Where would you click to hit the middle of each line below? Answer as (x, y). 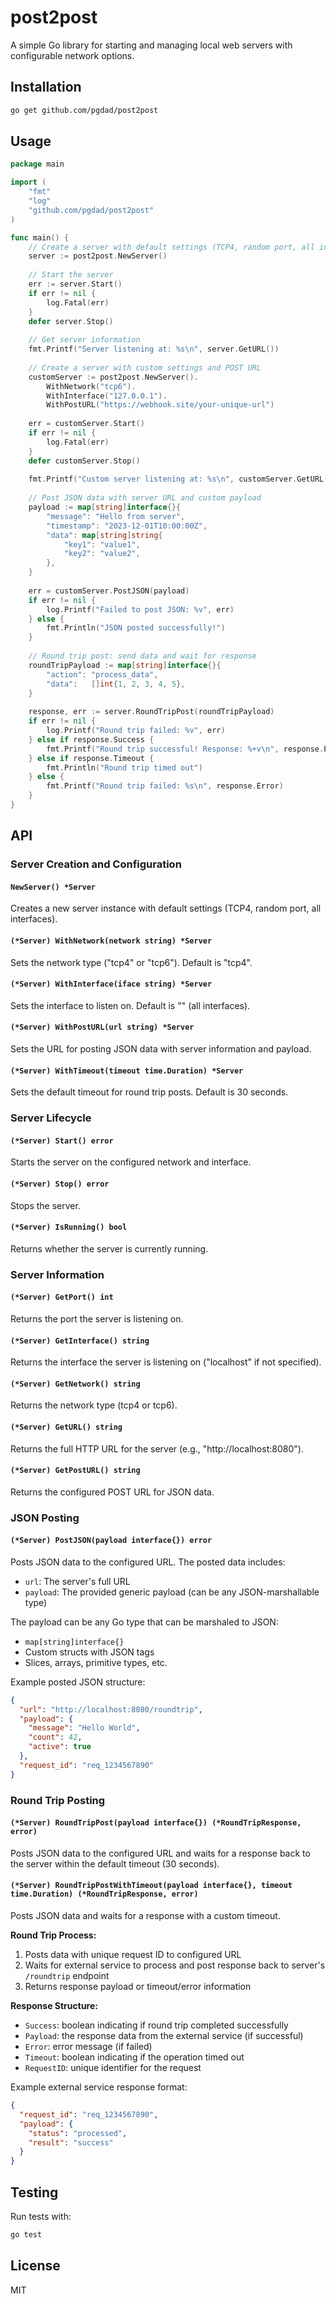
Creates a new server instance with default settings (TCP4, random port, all (166, 908)
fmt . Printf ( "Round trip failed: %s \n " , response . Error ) (165, 786)
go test (26, 2235)
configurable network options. (72, 55)
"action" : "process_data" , (102, 674)
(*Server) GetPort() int (62, 1297)
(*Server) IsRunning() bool (69, 1227)
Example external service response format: (99, 2087)
